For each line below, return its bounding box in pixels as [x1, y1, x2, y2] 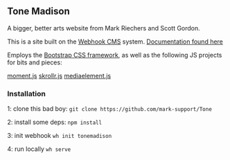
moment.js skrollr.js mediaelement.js [7, 71, 112, 80]
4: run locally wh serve [7, 145, 71, 153]
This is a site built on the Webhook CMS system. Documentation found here [7, 37, 224, 46]
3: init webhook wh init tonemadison [7, 132, 112, 140]
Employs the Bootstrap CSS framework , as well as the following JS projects [7, 51, 222, 59]
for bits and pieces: [7, 58, 62, 66]
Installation [7, 89, 46, 98]
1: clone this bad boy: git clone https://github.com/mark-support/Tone [7, 105, 213, 113]
